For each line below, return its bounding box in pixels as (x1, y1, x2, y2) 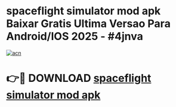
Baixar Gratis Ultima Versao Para (6, 17, 171, 30)
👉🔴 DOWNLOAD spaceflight (6, 72, 152, 85)
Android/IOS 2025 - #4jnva (6, 30, 143, 43)
